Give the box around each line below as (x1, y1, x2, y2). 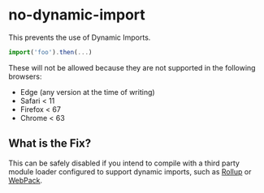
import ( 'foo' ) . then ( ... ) (8, 48, 93, 56)
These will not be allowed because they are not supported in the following (8, 62, 256, 72)
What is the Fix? (8, 136, 92, 151)
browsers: (8, 71, 42, 81)
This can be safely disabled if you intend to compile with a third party (8, 158, 240, 168)
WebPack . (8, 175, 43, 185)
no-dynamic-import (8, 6, 146, 24)
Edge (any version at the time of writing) (19, 87, 156, 96)
